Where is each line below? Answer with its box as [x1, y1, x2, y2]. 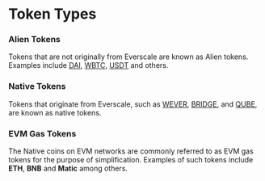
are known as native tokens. [8, 107, 102, 117]
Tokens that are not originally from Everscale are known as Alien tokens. [8, 52, 249, 61]
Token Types [8, 5, 97, 23]
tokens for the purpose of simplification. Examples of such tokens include [8, 155, 254, 165]
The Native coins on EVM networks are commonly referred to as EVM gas [8, 146, 254, 156]
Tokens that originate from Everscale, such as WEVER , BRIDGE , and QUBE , [8, 99, 258, 109]
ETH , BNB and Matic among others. [8, 163, 128, 174]
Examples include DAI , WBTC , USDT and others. [8, 61, 169, 70]
